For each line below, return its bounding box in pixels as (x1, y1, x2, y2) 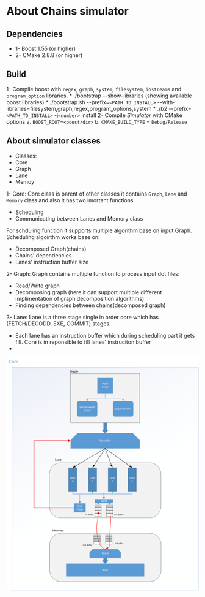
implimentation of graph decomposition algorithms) (15, 295, 145, 302)
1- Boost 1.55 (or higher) (15, 45, 76, 52)
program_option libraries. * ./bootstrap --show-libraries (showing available (6, 92, 192, 99)
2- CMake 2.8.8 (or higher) (15, 51, 83, 59)
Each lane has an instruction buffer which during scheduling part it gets (15, 332, 195, 339)
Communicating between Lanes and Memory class (15, 215, 143, 222)
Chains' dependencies (15, 251, 72, 259)
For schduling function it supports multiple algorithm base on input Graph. (6, 227, 192, 234)
